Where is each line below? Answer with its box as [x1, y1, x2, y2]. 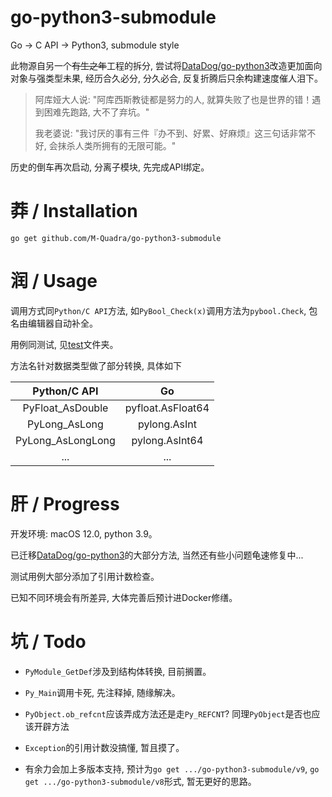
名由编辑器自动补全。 [10, 317, 98, 329]
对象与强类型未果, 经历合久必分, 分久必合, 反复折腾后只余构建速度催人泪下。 [10, 72, 323, 84]
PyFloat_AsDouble [22, 401, 109, 415]
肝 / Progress [10, 493, 120, 515]
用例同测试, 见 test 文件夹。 [10, 338, 119, 350]
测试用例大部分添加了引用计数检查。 [10, 570, 160, 582]
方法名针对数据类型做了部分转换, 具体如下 [10, 359, 182, 371]
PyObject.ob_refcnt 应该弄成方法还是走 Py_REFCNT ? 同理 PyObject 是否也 [24, 707, 312, 720]
